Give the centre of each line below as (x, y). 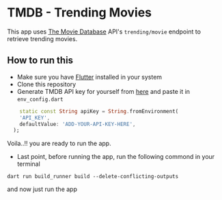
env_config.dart (40, 99)
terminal (29, 164)
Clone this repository (46, 84)
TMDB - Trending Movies (80, 13)
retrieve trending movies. (42, 38)
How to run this (40, 61)
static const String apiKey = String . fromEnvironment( (99, 111)
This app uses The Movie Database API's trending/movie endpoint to (104, 32)
